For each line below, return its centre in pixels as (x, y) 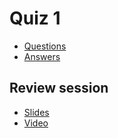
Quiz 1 (35, 18)
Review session (59, 88)
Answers (42, 56)
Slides (36, 112)
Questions (45, 46)
